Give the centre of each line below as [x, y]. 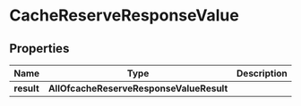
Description [262, 73]
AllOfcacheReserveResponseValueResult [138, 88]
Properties [39, 49]
